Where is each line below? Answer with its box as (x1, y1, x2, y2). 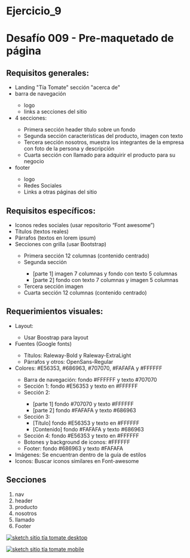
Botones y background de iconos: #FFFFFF (23, 438, 130, 446)
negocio (23, 158, 44, 165)
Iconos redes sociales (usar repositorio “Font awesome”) (14, 222, 155, 228)
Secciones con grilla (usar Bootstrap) (14, 241, 106, 247)
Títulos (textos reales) (14, 228, 69, 235)
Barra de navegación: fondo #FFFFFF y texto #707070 (23, 376, 157, 383)
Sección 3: (23, 413, 51, 420)
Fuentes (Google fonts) (14, 340, 72, 347)
